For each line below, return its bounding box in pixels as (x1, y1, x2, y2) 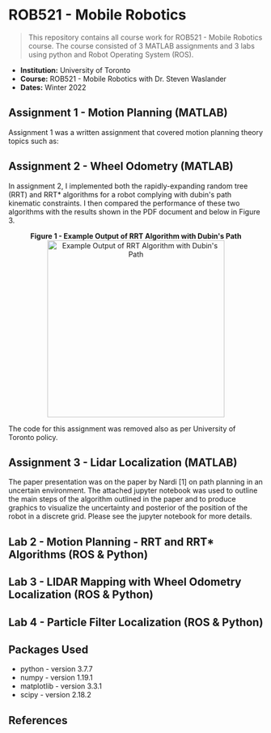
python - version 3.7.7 (19, 664, 93, 674)
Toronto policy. (8, 432, 58, 442)
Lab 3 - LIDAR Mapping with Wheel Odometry (8, 575, 242, 589)
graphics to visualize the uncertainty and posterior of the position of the (8, 503, 248, 513)
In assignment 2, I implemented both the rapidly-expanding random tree (8, 180, 248, 191)
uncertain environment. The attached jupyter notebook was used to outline (8, 485, 258, 495)
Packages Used (8, 642, 89, 656)
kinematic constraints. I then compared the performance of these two (8, 198, 240, 208)
